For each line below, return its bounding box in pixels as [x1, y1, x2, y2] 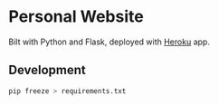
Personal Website [8, 6, 144, 27]
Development [8, 62, 87, 78]
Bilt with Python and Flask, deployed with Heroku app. [8, 36, 210, 47]
